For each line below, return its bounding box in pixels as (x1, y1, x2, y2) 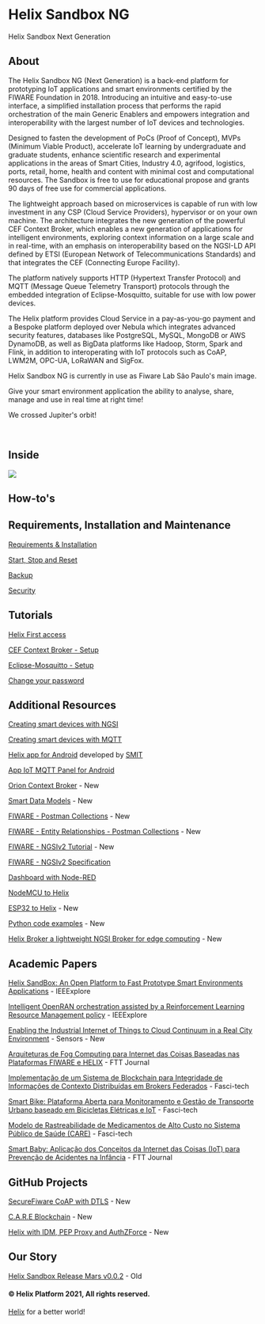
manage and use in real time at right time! (8, 394, 144, 404)
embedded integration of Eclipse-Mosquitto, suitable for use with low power (8, 290, 256, 299)
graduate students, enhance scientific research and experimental (8, 150, 221, 159)
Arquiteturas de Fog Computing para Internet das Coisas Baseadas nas (8, 1049, 240, 1059)
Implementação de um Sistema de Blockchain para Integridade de (8, 1073, 223, 1083)
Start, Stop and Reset (8, 555, 78, 564)
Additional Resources (8, 698, 116, 711)
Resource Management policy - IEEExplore (8, 1011, 148, 1020)
